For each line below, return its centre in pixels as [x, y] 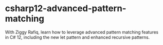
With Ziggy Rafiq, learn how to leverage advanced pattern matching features [82, 32]
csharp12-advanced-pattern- [66, 8]
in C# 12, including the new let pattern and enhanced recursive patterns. [77, 37]
